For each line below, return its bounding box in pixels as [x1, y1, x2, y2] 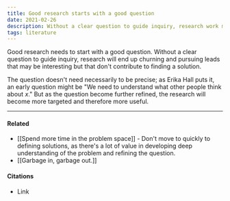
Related [7, 119, 29, 127]
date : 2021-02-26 [7, 16, 57, 23]
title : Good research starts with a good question [7, 10, 155, 17]
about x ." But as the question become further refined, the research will [7, 90, 206, 98]
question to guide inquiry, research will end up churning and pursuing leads [7, 55, 220, 64]
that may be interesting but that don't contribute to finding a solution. [7, 62, 202, 70]
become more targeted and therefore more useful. [7, 97, 149, 106]
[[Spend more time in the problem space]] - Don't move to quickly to [16, 135, 211, 143]
